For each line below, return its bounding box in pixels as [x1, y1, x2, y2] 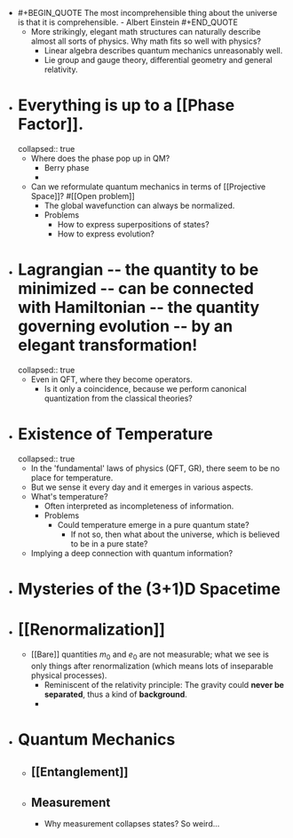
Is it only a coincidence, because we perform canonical [44, 383, 247, 394]
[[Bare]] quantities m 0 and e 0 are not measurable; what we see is [30, 649, 269, 661]
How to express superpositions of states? [57, 219, 210, 229]
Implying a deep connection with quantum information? [30, 547, 234, 558]
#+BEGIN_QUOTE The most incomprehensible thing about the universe [17, 8, 278, 18]
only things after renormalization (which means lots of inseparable [30, 660, 273, 671]
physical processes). [30, 670, 107, 681]
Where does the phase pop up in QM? [30, 153, 170, 164]
